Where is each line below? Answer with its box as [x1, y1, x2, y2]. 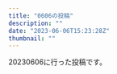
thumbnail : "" [8, 34, 56, 43]
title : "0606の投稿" [8, 11, 74, 20]
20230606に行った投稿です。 [8, 57, 107, 67]
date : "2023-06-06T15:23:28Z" [8, 27, 111, 35]
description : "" [8, 19, 63, 27]
